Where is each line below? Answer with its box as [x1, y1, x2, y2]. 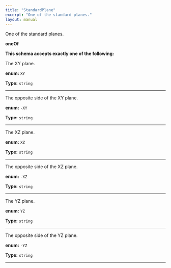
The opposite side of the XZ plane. [5, 164, 78, 170]
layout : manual [5, 17, 38, 22]
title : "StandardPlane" [5, 7, 56, 13]
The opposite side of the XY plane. [5, 95, 78, 101]
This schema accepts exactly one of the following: [5, 50, 115, 57]
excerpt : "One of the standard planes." [5, 12, 93, 17]
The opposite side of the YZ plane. [5, 232, 78, 238]
